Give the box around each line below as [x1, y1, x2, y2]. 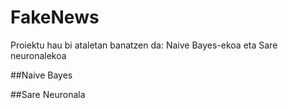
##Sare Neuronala [10, 88, 86, 100]
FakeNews [10, 6, 100, 29]
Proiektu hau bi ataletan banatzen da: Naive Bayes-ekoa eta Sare [10, 39, 278, 51]
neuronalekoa [10, 49, 67, 61]
